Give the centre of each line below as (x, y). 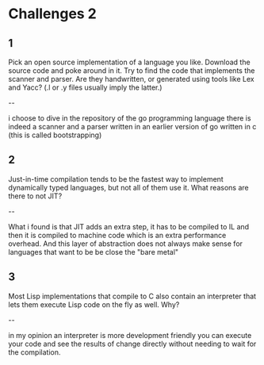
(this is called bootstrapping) (55, 135)
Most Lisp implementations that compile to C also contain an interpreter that (132, 296)
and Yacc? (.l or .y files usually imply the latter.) (85, 87)
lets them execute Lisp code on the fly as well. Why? (94, 304)
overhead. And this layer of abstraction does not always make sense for (126, 244)
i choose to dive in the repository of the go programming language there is (130, 118)
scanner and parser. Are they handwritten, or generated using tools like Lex (132, 79)
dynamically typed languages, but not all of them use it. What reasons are (128, 187)
